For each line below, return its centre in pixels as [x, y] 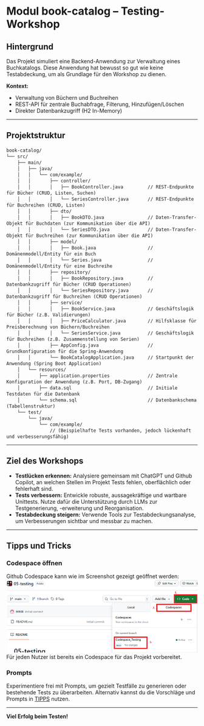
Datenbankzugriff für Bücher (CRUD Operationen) [69, 284]
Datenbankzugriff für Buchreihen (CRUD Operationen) [74, 297]
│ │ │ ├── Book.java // [85, 248]
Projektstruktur [36, 136]
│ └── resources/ [42, 370]
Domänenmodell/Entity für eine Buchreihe [59, 266]
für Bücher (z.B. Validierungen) [49, 315]
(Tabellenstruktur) [31, 406]
